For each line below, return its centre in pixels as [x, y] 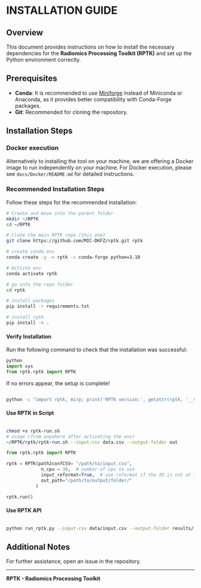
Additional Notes [38, 547]
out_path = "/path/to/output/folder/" [87, 480]
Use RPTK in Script [30, 413]
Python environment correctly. [44, 60]
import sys [20, 366]
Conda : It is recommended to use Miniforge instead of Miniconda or [98, 93]
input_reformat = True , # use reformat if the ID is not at [116, 475]
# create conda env [31, 252]
